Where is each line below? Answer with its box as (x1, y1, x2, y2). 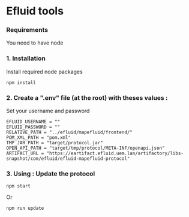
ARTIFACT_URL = (6, 150, 44, 157)
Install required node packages (6, 68, 83, 75)
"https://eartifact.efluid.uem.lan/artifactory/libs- (46, 150, 184, 157)
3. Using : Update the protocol (6, 170, 95, 178)
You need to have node (6, 39, 64, 46)
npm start (6, 183, 31, 189)
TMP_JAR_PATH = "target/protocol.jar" (6, 140, 103, 146)
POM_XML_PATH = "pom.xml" (6, 135, 71, 141)
